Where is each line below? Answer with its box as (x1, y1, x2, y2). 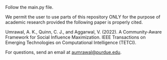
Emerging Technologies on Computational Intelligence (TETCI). (5, 39, 137, 45)
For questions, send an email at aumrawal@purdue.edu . (5, 49, 122, 55)
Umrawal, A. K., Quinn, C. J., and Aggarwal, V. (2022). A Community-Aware (5, 29, 162, 34)
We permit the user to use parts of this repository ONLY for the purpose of (5, 14, 160, 19)
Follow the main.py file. (5, 4, 54, 10)
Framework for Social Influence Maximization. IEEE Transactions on (5, 34, 146, 40)
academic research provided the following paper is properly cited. (5, 19, 143, 25)
